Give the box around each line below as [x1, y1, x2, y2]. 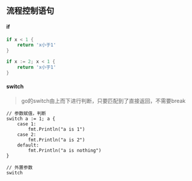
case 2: [17, 132, 36, 138]
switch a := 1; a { [6, 116, 56, 122]
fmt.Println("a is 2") [28, 137, 85, 143]
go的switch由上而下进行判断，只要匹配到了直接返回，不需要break [21, 97, 186, 105]
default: [17, 142, 39, 148]
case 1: [17, 121, 36, 127]
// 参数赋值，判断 [6, 111, 47, 117]
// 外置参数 [6, 165, 33, 171]
